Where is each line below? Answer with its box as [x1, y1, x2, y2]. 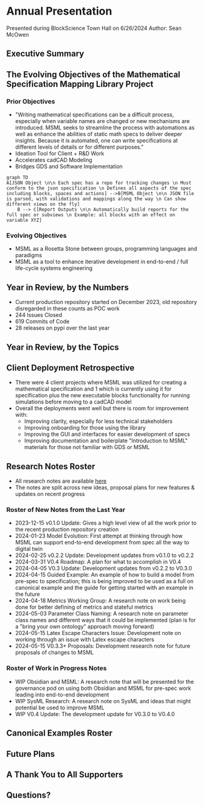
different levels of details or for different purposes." [15, 143, 144, 151]
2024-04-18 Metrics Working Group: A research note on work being [15, 597, 186, 605]
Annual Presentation [6, 4, 112, 18]
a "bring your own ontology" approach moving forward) [15, 623, 155, 630]
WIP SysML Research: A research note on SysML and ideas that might [15, 697, 191, 704]
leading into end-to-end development [15, 690, 109, 698]
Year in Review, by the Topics [6, 342, 120, 352]
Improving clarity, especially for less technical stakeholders [24, 417, 173, 425]
